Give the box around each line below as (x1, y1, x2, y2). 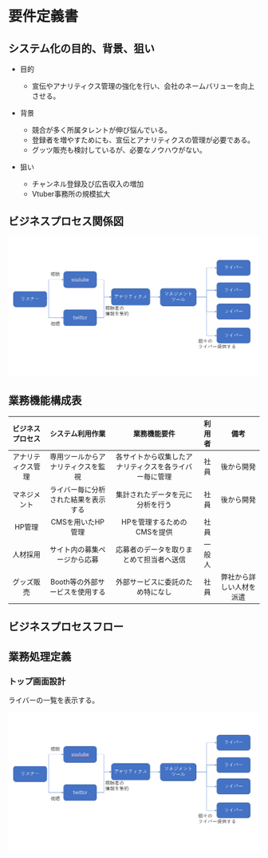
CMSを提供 (135, 526, 173, 536)
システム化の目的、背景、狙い (8, 42, 156, 55)
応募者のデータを (115, 545, 172, 554)
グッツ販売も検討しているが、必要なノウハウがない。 (31, 145, 207, 154)
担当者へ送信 (143, 554, 186, 564)
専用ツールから (49, 452, 99, 462)
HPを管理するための (120, 517, 187, 526)
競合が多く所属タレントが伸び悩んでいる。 (31, 125, 171, 134)
